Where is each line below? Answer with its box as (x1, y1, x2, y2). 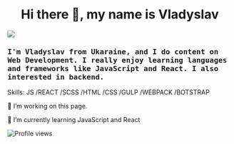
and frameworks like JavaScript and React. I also (7, 64, 219, 73)
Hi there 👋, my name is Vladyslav (21, 6, 219, 23)
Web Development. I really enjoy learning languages (7, 55, 228, 65)
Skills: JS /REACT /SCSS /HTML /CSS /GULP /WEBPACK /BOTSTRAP (7, 88, 210, 96)
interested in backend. (7, 72, 105, 82)
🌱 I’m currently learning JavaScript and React (7, 116, 141, 124)
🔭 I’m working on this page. (7, 102, 88, 111)
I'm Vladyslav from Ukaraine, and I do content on (7, 47, 219, 56)
